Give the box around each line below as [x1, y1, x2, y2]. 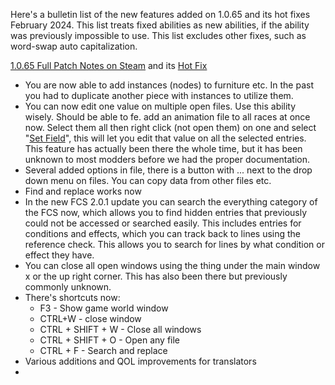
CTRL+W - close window [39, 313, 142, 324]
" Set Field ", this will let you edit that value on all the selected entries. [24, 132, 307, 144]
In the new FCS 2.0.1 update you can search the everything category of [24, 196, 318, 208]
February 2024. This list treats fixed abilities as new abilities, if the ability [10, 19, 310, 31]
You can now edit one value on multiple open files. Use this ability [24, 100, 297, 112]
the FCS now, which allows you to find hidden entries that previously [24, 207, 308, 218]
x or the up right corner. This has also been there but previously [24, 270, 288, 282]
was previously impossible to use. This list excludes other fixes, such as [10, 30, 307, 41]
